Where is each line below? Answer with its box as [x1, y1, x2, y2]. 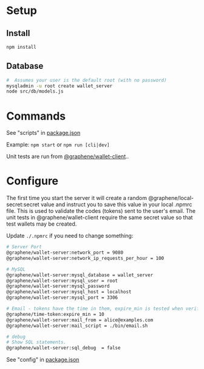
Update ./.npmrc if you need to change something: [6, 232, 134, 240]
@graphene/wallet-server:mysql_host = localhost [6, 289, 132, 295]
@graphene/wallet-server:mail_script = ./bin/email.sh [6, 323, 148, 329]
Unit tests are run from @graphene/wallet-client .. [6, 153, 129, 160]
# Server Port [6, 244, 42, 250]
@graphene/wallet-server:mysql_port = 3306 [6, 295, 118, 301]
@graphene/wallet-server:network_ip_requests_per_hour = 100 [6, 255, 165, 261]
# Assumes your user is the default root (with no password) [6, 77, 167, 83]
